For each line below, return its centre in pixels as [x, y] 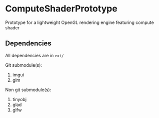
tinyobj [19, 99]
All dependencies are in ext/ [34, 55]
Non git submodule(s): [28, 90]
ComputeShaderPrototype [61, 9]
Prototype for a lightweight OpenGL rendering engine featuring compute [79, 22]
